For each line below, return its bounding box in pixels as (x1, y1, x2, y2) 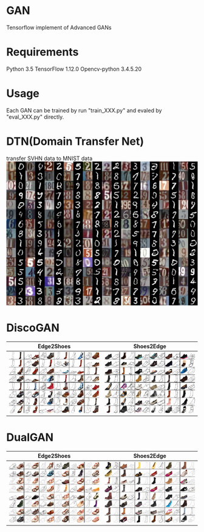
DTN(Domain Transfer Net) (6, 135, 144, 148)
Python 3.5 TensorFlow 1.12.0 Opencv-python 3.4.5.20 (6, 65, 142, 72)
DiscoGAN (6, 321, 59, 335)
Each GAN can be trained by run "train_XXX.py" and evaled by (6, 107, 162, 114)
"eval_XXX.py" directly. (6, 113, 64, 121)
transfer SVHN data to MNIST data (6, 155, 93, 162)
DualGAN (6, 430, 53, 444)
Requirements (6, 45, 79, 59)
